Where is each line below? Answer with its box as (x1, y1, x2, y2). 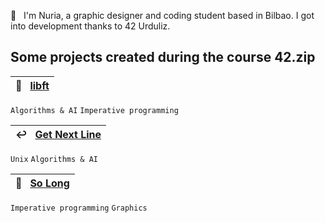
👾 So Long (15, 176, 70, 190)
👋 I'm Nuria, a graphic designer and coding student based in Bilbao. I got (10, 10, 315, 21)
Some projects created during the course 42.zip (10, 49, 316, 66)
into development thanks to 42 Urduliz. (10, 20, 171, 32)
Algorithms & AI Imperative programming (10, 105, 179, 115)
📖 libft (15, 78, 50, 92)
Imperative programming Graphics (10, 203, 148, 213)
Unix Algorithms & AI (10, 154, 98, 164)
